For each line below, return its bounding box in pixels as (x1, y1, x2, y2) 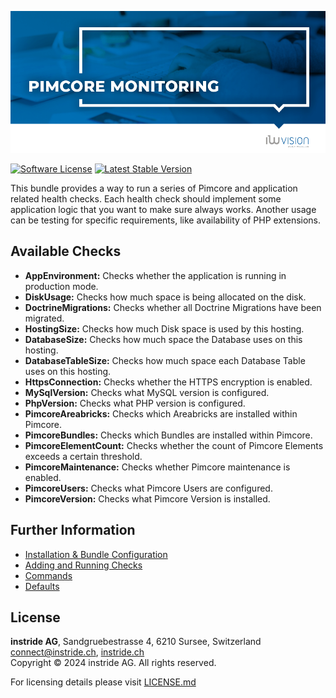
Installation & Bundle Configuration (24, 548, 168, 560)
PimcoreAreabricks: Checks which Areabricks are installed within (24, 407, 298, 420)
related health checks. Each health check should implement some (10, 193, 282, 205)
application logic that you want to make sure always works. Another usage (10, 204, 317, 216)
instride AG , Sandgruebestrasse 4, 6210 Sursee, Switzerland (10, 636, 262, 648)
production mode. (24, 280, 99, 292)
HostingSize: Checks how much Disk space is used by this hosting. (24, 322, 305, 335)
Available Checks (10, 243, 122, 260)
